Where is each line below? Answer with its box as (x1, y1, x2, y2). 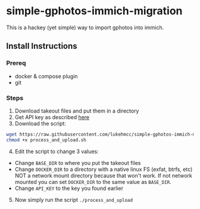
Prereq (6, 59, 26, 67)
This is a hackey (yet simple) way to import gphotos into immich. (6, 24, 164, 31)
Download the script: (14, 120, 67, 127)
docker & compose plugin (14, 73, 79, 80)
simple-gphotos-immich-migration (6, 4, 183, 18)
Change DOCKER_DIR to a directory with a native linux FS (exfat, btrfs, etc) (14, 166, 193, 173)
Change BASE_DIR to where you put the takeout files (14, 159, 141, 166)
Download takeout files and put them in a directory (14, 107, 139, 114)
